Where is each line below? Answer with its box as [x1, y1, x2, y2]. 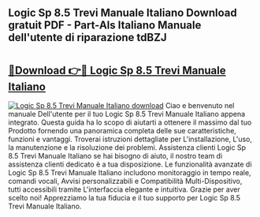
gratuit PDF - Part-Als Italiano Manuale [8, 19, 202, 32]
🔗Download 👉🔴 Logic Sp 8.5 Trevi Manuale [8, 63, 226, 77]
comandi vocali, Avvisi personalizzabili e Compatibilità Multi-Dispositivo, [8, 177, 243, 185]
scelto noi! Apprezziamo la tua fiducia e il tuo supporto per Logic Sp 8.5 [8, 193, 241, 202]
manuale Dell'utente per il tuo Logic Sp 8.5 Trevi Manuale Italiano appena [8, 110, 246, 118]
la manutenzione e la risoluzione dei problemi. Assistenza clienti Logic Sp [8, 143, 247, 152]
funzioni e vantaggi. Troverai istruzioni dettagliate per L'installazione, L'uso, [8, 134, 253, 144]
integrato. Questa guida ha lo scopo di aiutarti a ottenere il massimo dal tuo [8, 118, 252, 127]
